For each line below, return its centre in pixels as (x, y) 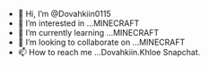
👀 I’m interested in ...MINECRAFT (78, 23)
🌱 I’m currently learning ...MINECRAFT (88, 33)
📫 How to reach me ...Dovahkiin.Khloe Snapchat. (109, 52)
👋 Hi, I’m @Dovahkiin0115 (64, 14)
